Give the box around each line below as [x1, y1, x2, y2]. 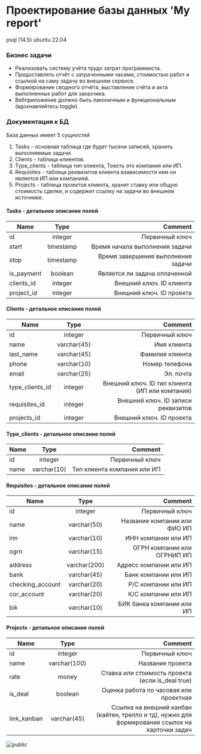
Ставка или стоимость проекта [100, 668, 192, 677]
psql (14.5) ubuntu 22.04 [6, 36, 67, 43]
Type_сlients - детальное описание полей [6, 430, 115, 437]
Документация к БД [6, 118, 69, 126]
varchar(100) [48, 659, 87, 667]
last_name [9, 350, 38, 358]
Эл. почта [163, 369, 192, 377]
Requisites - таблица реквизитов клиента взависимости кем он [14, 168, 176, 175]
